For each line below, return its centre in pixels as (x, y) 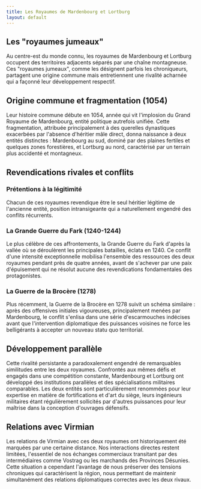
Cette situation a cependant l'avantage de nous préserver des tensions (94, 467)
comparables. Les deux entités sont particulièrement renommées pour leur (99, 389)
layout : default (26, 17)
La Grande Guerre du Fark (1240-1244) (64, 231)
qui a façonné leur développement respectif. (61, 82)
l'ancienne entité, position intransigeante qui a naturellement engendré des (99, 208)
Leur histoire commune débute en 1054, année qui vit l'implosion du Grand (98, 115)
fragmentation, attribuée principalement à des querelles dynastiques (91, 128)
